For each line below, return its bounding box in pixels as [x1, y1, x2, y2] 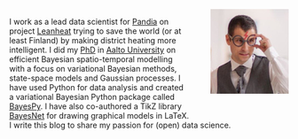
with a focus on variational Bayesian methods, [9, 64, 177, 73]
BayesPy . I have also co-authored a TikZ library [9, 101, 182, 112]
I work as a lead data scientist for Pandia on [9, 17, 169, 27]
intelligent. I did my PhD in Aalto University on [9, 44, 176, 55]
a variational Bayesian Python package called [9, 92, 176, 102]
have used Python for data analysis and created [9, 82, 184, 92]
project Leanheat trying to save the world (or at [9, 26, 182, 36]
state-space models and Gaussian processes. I [9, 73, 181, 83]
